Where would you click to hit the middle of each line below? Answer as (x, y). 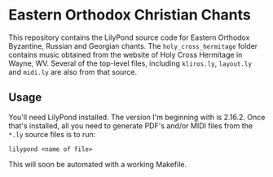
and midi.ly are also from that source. (73, 71)
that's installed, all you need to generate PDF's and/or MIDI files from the (131, 125)
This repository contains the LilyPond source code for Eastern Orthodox (129, 37)
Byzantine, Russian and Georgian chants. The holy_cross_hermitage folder (133, 45)
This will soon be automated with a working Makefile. (98, 164)
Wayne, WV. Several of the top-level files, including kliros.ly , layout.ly (130, 63)
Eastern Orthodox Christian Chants (130, 15)
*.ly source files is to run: (52, 134)
